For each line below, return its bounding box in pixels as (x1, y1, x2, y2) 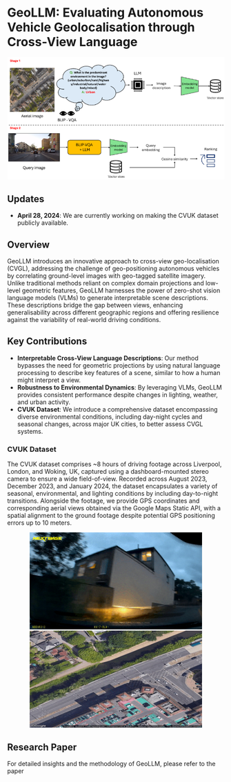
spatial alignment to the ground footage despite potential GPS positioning (7, 512, 215, 520)
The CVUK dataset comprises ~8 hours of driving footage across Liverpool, (7, 460, 222, 468)
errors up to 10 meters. (7, 519, 72, 527)
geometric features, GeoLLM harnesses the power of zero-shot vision (21, 286, 221, 294)
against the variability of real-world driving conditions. (7, 315, 161, 323)
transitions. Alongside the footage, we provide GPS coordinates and (7, 497, 200, 505)
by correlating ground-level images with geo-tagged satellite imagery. (7, 271, 205, 280)
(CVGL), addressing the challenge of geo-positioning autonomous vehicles (7, 264, 220, 272)
